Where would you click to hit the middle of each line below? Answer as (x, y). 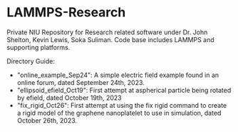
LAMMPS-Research (66, 12)
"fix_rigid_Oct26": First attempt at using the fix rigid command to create (122, 105)
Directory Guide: (31, 61)
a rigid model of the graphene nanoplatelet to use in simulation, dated (119, 113)
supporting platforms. (38, 47)
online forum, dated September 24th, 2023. (81, 82)
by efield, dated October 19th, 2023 (69, 98)
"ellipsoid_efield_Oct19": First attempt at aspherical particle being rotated (124, 90)
